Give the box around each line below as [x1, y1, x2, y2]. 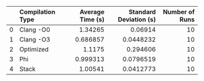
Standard [128, 8, 156, 16]
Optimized [19, 45, 49, 53]
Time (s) [80, 15, 105, 24]
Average [80, 8, 105, 16]
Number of [163, 8, 195, 16]
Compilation [19, 8, 56, 16]
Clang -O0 [19, 25, 50, 34]
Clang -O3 [19, 36, 50, 44]
